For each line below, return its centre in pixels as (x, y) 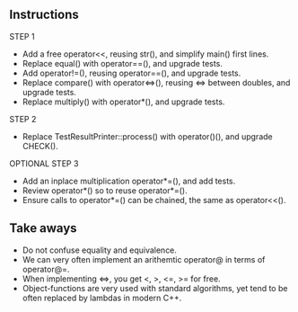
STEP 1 (22, 36)
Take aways (44, 228)
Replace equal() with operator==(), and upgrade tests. (122, 63)
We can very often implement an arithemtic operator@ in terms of (144, 259)
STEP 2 (23, 119)
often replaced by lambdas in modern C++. (102, 298)
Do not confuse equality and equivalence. (100, 250)
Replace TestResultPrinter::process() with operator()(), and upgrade (147, 136)
